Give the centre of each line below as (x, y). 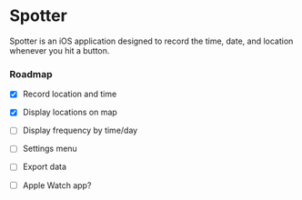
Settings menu (50, 149)
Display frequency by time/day (80, 130)
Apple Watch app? (57, 185)
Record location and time (70, 94)
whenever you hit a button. (60, 50)
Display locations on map (70, 112)
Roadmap (31, 74)
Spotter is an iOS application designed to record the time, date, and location (151, 41)
